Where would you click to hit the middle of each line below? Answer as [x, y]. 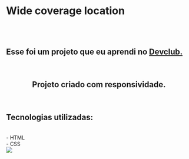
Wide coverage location [66, 11]
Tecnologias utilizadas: [49, 117]
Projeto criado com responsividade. [99, 85]
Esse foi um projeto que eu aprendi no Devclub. [94, 52]
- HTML [16, 138]
